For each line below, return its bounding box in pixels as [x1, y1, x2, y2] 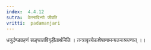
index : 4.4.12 [6, 8, 45, 15]
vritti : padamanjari [6, 20, 61, 26]
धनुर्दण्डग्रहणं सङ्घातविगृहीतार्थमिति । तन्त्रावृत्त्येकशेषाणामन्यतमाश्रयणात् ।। [6, 37, 146, 44]
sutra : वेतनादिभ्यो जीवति [6, 14, 58, 20]
